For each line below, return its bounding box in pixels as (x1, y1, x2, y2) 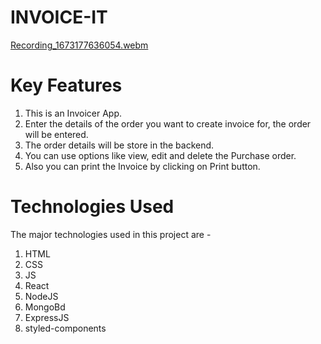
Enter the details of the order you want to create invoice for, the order (24, 117, 312, 130)
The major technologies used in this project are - (10, 228, 212, 240)
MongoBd (24, 301, 66, 313)
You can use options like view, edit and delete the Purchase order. (24, 149, 297, 161)
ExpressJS (24, 311, 70, 323)
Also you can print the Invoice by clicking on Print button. (24, 160, 261, 172)
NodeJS (24, 290, 59, 302)
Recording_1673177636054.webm (10, 39, 149, 51)
